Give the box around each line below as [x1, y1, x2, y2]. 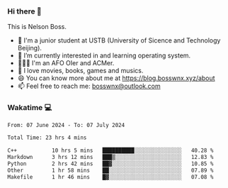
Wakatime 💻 [7, 103, 52, 113]
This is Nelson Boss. [7, 23, 67, 31]
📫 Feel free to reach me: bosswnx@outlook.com [17, 82, 161, 91]
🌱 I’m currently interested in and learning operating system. [17, 51, 191, 60]
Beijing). [17, 44, 42, 52]
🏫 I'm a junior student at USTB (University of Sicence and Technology [17, 36, 221, 45]
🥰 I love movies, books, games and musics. [17, 67, 144, 75]
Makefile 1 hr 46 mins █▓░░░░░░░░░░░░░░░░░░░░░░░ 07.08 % [7, 173, 214, 180]
